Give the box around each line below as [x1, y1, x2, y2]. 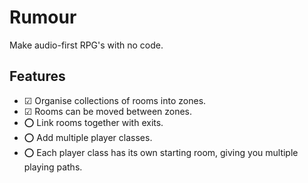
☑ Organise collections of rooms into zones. [23, 94, 207, 106]
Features [9, 68, 66, 85]
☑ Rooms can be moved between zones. [23, 105, 193, 117]
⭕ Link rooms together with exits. [23, 116, 164, 128]
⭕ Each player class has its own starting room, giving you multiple [23, 146, 299, 158]
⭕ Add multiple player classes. [23, 131, 153, 143]
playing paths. [23, 161, 83, 173]
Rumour [9, 6, 77, 29]
